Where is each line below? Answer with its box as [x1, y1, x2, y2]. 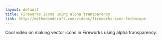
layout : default [5, 7, 39, 12]
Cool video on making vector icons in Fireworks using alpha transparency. [5, 30, 157, 36]
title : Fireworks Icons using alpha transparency [5, 12, 111, 17]
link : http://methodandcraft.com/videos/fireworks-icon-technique [5, 16, 146, 21]
